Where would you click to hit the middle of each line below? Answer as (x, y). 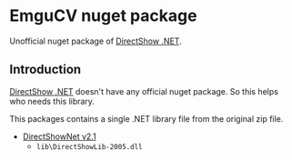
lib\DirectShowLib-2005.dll (89, 146)
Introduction (45, 70)
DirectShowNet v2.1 (60, 136)
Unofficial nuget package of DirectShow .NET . (96, 41)
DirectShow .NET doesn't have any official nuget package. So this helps (144, 91)
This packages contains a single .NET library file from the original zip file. (146, 118)
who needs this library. (52, 101)
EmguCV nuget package (103, 16)
